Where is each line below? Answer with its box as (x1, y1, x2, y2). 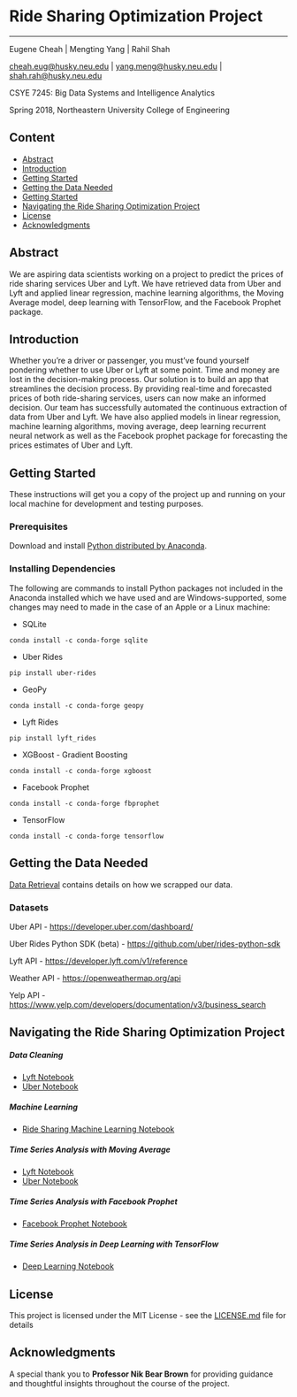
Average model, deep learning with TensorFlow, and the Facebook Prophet (9, 296, 281, 307)
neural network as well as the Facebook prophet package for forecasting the (9, 431, 288, 441)
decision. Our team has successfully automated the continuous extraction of (9, 403, 287, 413)
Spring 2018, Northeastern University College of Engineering (9, 104, 230, 115)
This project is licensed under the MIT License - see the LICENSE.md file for (9, 1309, 286, 1320)
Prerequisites (9, 520, 68, 533)
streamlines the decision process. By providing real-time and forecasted (9, 383, 272, 395)
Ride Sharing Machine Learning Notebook (21, 1124, 175, 1134)
